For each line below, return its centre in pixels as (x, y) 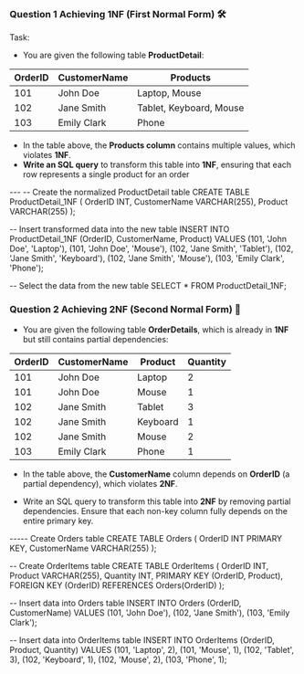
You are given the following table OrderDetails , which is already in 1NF (156, 329)
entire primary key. (58, 521)
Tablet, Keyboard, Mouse (190, 108)
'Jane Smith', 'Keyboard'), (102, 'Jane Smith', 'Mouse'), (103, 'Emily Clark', (147, 258)
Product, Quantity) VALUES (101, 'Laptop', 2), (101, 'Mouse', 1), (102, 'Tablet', (152, 649)
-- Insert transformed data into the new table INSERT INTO (120, 229)
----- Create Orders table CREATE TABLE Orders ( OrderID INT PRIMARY (146, 538)
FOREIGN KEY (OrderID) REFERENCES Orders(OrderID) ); (117, 585)
